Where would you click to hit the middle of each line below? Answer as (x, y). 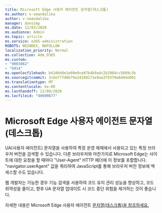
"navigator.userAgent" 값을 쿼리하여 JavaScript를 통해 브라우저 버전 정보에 (77, 166)
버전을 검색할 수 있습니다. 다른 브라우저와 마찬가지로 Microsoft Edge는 (81, 154)
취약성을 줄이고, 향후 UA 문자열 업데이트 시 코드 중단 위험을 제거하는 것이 (74, 189)
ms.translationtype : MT (29, 82)
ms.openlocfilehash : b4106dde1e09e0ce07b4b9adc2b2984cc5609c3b (71, 73)
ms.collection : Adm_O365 (30, 55)
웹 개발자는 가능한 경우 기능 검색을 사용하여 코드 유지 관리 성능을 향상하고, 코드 (80, 183)
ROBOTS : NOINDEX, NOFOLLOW (32, 46)
